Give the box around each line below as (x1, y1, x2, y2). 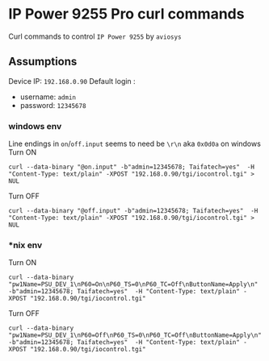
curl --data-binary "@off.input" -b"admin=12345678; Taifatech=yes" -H (8, 207, 258, 215)
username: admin (19, 92, 77, 102)
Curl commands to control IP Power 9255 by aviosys (8, 31, 182, 41)
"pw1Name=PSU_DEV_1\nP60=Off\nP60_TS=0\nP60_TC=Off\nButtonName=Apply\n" (8, 331, 263, 339)
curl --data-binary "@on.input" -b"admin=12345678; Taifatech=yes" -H (8, 163, 254, 172)
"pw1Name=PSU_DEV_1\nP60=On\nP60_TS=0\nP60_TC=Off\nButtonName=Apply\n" (8, 280, 258, 288)
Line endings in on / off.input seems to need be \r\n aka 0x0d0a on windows (8, 139, 261, 149)
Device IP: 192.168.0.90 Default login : (8, 76, 136, 85)
